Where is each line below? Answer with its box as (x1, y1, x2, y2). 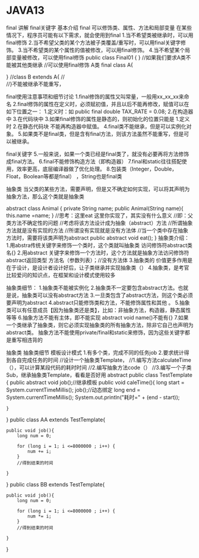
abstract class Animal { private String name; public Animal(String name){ (6, 204, 184, 212)
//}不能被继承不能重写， (6, 80, 65, 87)
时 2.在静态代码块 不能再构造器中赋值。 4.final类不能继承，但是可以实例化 (6, 123, 187, 130)
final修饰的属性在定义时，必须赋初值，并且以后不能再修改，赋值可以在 (17, 100, 189, 107)
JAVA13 (6, 4, 45, 17)
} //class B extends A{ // (6, 73, 65, 80)
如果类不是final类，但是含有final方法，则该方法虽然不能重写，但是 (22, 130, 184, 137)
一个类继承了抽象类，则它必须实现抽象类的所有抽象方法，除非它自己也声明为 (6, 321, 194, 328)
